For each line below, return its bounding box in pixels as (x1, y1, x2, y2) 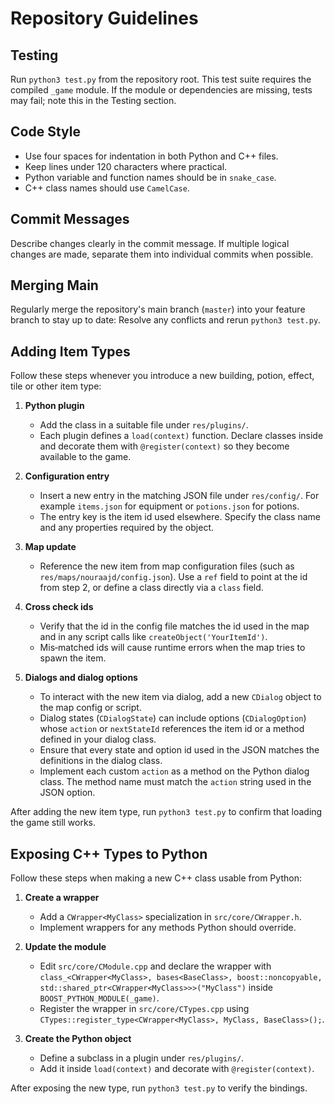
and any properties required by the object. (39, 522, 215, 534)
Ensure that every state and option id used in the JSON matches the (39, 744, 320, 756)
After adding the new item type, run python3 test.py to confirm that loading (10, 806, 323, 818)
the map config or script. (39, 702, 142, 714)
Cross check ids (24, 601, 94, 613)
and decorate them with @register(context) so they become (39, 440, 290, 452)
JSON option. (39, 787, 96, 799)
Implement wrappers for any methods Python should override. (39, 922, 297, 934)
